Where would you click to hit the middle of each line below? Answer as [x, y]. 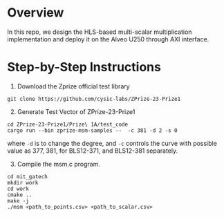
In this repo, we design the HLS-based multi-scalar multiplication [100, 32]
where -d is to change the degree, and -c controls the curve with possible [112, 143]
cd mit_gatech [28, 177]
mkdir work [23, 182]
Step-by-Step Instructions [84, 67]
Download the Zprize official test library [73, 86]
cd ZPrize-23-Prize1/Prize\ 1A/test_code [68, 124]
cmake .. [20, 195]
